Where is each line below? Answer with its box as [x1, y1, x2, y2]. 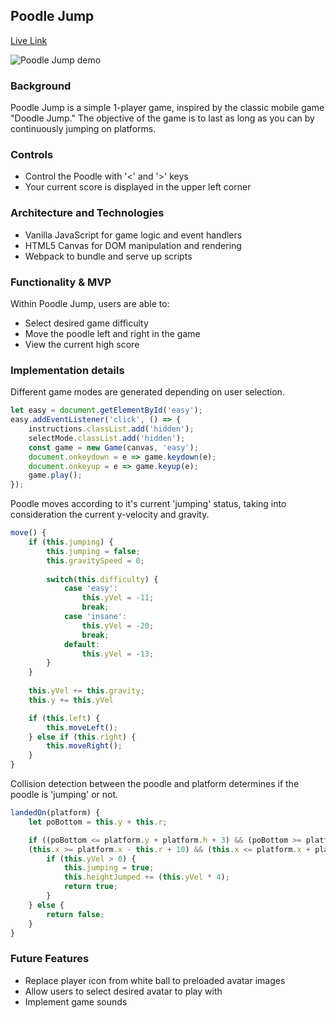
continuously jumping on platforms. [10, 123, 157, 135]
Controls [10, 148, 54, 162]
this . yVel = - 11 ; [81, 593, 155, 603]
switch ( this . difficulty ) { [46, 574, 159, 584]
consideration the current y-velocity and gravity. [10, 509, 210, 521]
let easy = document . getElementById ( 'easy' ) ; [10, 405, 203, 416]
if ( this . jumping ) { [28, 537, 114, 548]
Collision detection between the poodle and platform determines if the [10, 778, 300, 790]
